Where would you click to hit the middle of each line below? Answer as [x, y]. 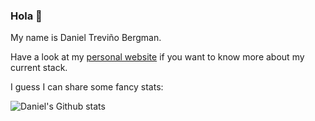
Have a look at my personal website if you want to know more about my [157, 57]
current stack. [39, 68]
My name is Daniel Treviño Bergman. [86, 38]
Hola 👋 [26, 16]
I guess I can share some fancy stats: [87, 87]
